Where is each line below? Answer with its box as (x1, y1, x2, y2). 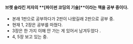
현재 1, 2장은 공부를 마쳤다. (12, 22, 63, 28)
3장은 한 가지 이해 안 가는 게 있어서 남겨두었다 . (12, 28, 101, 33)
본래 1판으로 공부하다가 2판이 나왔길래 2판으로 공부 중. (12, 16, 115, 22)
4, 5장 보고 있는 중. (12, 34, 48, 40)
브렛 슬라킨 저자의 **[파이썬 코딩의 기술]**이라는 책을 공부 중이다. (5, 4, 129, 10)
